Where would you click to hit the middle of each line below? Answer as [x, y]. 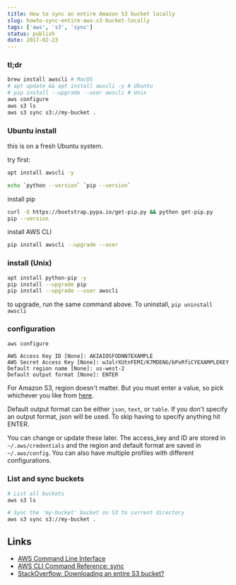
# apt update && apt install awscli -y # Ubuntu [80, 86]
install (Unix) [30, 263]
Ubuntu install [32, 130]
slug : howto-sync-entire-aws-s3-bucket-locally [79, 21]
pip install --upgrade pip [47, 284]
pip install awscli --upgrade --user [63, 245]
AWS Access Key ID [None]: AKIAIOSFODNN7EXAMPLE [80, 357]
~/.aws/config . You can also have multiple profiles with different [101, 453]
